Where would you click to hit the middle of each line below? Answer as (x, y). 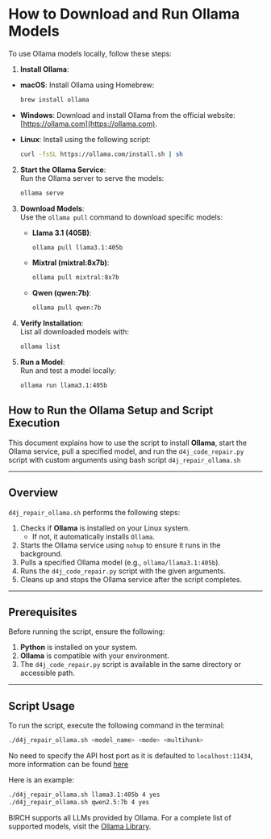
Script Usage (42, 706)
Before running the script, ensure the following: (87, 631)
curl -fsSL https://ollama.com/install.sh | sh (101, 154)
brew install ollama (54, 99)
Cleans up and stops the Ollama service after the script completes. (131, 579)
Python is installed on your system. (79, 648)
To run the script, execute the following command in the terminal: (117, 726)
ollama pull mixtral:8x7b (75, 278)
